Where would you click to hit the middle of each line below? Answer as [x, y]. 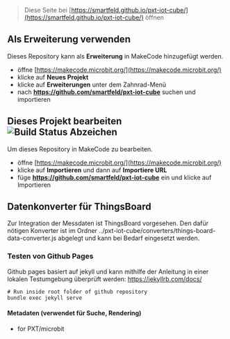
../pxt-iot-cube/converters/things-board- [157, 231]
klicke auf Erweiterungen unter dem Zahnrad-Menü [92, 84]
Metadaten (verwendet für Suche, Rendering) [74, 313]
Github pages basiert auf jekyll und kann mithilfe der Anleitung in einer [108, 271]
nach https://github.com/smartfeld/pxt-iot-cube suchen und [106, 92]
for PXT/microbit [41, 329]
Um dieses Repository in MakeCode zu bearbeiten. [80, 149]
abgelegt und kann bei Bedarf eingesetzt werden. [129, 238]
